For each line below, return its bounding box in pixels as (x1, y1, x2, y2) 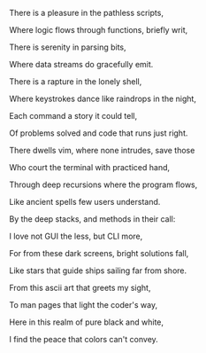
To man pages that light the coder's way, (9, 300, 157, 310)
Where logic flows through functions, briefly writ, (9, 25, 188, 35)
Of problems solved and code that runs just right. (9, 128, 188, 138)
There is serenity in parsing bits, (9, 42, 126, 52)
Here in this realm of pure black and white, (9, 317, 164, 327)
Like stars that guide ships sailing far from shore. (9, 265, 187, 276)
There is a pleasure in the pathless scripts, (9, 8, 164, 18)
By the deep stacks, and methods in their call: (9, 214, 176, 224)
